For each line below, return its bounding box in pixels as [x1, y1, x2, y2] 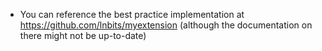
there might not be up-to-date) [19, 30, 147, 41]
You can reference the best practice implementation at [19, 9, 245, 20]
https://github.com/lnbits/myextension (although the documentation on [19, 19, 313, 31]
